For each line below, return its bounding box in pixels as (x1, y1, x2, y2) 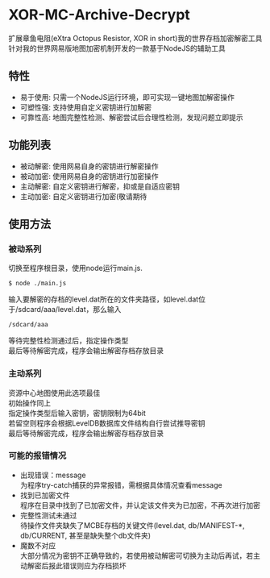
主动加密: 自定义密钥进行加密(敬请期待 (19, 191, 147, 201)
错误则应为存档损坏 (62, 560, 127, 570)
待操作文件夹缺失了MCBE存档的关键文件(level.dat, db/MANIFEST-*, (19, 520, 245, 530)
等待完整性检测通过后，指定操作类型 (8, 336, 129, 346)
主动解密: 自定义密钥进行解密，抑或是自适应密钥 (19, 181, 180, 191)
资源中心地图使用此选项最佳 (8, 388, 101, 397)
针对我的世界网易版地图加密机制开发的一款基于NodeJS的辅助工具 (8, 43, 226, 53)
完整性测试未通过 (19, 510, 77, 520)
